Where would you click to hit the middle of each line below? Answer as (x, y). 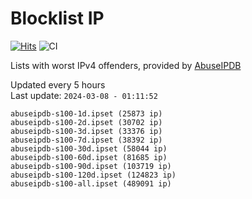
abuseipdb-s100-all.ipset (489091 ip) (91, 183)
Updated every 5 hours (58, 84)
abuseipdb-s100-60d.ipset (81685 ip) (89, 157)
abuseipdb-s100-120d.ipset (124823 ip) (93, 175)
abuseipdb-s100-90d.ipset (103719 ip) (91, 166)
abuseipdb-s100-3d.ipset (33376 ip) (86, 131)
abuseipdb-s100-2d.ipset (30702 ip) (86, 122)
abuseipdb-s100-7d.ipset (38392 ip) (86, 140)
